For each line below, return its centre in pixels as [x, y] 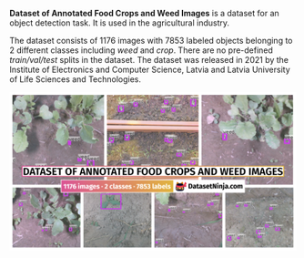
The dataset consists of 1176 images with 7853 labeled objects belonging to [151, 41]
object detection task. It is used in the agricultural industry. [120, 23]
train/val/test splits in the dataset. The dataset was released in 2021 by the [149, 60]
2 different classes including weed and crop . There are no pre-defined [141, 50]
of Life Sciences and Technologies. [76, 79]
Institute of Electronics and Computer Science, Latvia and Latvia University [150, 69]
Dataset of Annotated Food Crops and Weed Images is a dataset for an [144, 13]
